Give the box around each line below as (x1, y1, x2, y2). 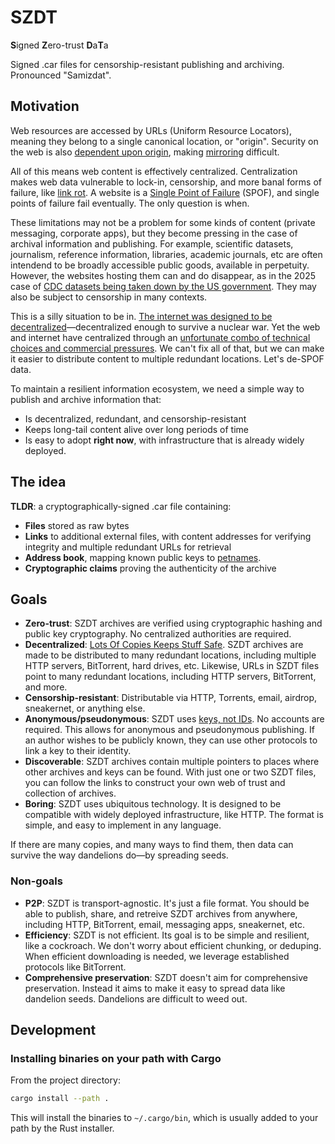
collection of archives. (24, 787, 117, 800)
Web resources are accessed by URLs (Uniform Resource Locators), (10, 124, 292, 136)
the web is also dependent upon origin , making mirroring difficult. (10, 146, 280, 158)
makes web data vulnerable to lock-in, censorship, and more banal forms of (10, 176, 322, 188)
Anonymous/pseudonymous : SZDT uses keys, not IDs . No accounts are (24, 713, 325, 725)
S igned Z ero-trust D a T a (10, 39, 109, 51)
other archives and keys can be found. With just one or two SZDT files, (24, 766, 317, 778)
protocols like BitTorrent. (24, 961, 127, 973)
